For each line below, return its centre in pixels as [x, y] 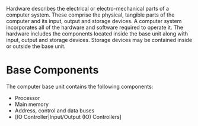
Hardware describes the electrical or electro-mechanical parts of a [88, 9]
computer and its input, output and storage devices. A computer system [94, 21]
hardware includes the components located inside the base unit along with [97, 34]
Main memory [32, 104]
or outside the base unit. [36, 46]
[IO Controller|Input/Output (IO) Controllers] [68, 117]
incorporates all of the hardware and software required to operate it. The [95, 27]
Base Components [52, 70]
